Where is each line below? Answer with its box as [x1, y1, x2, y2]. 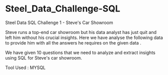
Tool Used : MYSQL [5, 64, 46, 70]
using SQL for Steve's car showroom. [5, 54, 82, 60]
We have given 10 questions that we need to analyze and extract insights [5, 49, 155, 55]
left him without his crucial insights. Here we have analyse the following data [5, 34, 163, 40]
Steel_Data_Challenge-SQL [5, 3, 120, 14]
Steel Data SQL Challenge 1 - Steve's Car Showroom [5, 19, 113, 25]
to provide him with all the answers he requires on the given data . [5, 39, 141, 45]
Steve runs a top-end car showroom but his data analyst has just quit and [5, 29, 157, 35]
